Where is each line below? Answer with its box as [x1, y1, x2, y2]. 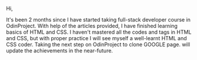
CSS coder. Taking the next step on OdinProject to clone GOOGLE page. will [6, 41, 190, 48]
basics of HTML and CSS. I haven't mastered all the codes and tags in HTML [6, 29, 192, 36]
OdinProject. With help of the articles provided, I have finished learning [6, 23, 178, 29]
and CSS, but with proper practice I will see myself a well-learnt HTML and [6, 35, 187, 41]
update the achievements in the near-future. [6, 47, 113, 54]
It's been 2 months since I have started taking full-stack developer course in [6, 16, 191, 23]
